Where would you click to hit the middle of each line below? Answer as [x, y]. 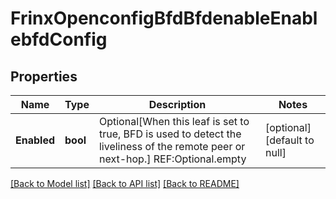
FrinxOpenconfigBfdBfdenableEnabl [164, 18]
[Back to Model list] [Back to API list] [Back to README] [125, 183]
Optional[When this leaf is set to [174, 121]
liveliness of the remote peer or [172, 146]
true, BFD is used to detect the [170, 134]
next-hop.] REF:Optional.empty [172, 159]
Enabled [35, 140]
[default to [289, 140]
